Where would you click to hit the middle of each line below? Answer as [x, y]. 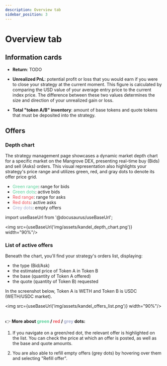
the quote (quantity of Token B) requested [55, 281]
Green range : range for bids [41, 187]
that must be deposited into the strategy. [54, 115]
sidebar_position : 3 [27, 14]
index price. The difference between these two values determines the [83, 95]
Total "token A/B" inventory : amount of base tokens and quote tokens [85, 110]
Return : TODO [27, 69]
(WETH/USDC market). [29, 296]
